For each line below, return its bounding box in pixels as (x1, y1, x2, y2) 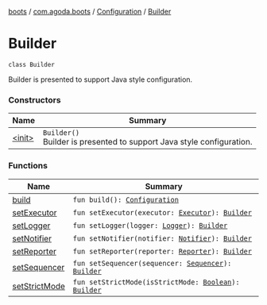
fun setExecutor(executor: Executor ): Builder (72, 208, 253, 217)
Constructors (8, 95, 61, 106)
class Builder (8, 60, 56, 68)
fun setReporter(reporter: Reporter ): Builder (72, 246, 253, 256)
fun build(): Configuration (72, 195, 179, 204)
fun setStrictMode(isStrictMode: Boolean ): (72, 277, 240, 287)
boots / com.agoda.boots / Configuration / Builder (8, 7, 172, 16)
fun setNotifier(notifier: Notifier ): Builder (72, 234, 253, 243)
